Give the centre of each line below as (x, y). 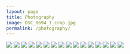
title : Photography (30, 17)
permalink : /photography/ (38, 28)
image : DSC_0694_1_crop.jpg (41, 23)
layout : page (22, 12)
